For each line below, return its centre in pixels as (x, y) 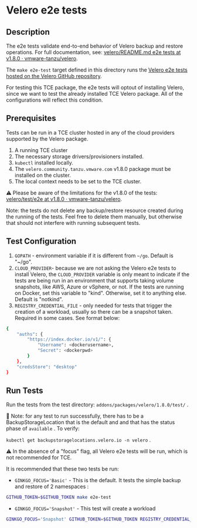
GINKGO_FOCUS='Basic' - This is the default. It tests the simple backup (98, 480)
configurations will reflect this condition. (55, 100)
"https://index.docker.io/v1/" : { (69, 339)
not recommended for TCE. (39, 458)
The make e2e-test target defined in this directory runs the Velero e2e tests (97, 70)
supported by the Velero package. (47, 139)
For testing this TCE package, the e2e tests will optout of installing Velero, (95, 88)
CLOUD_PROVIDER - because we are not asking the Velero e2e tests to (95, 268)
